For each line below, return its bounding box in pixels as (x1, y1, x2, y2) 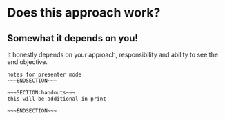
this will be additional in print (7, 95, 107, 102)
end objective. (7, 58, 48, 66)
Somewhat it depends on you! (7, 32, 138, 44)
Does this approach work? (7, 5, 161, 21)
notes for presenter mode (7, 71, 81, 78)
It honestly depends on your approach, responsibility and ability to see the (7, 50, 219, 59)
